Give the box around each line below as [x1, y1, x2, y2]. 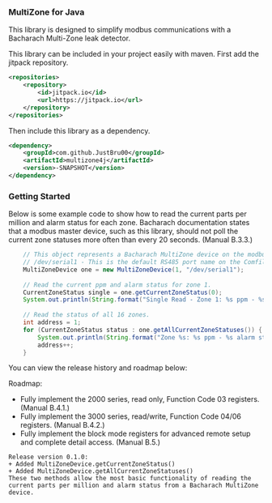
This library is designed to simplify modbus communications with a [8, 25, 232, 35]
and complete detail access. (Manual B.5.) [19, 437, 160, 447]
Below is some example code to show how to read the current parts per [8, 209, 247, 219]
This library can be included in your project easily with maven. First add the [8, 49, 259, 59]
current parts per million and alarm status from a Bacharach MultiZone [8, 481, 259, 490]
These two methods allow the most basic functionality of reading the [8, 475, 252, 483]
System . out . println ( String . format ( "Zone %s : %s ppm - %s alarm [37, 333, 255, 342]
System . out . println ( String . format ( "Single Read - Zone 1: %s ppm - [23, 296, 255, 304]
